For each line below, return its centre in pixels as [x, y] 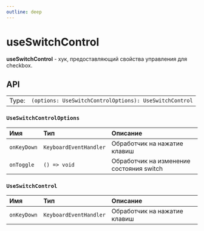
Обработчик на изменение [151, 160]
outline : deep [24, 12]
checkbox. [19, 65]
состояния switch [137, 168]
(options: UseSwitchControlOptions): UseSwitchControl [112, 101]
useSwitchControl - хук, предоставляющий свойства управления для [97, 59]
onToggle [22, 164]
